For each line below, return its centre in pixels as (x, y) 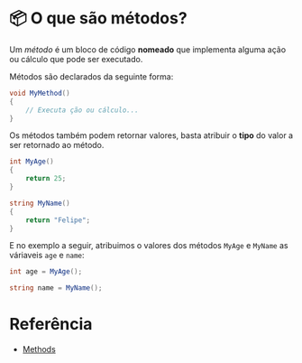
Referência (51, 325)
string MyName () (40, 203)
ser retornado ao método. (57, 145)
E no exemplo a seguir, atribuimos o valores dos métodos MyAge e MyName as (149, 246)
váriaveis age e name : (47, 256)
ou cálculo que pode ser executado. (76, 59)
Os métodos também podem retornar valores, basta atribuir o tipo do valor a (151, 135)
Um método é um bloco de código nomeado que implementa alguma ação (148, 49)
